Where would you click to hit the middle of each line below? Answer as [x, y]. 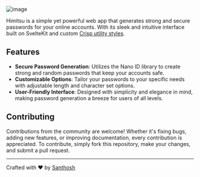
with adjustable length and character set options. [75, 85]
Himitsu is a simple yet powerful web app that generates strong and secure [98, 21]
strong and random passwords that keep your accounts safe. [90, 73]
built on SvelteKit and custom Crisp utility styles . [65, 33]
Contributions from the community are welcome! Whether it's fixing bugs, [96, 131]
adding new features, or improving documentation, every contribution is [94, 138]
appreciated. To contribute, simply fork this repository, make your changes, [99, 144]
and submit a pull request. [38, 150]
